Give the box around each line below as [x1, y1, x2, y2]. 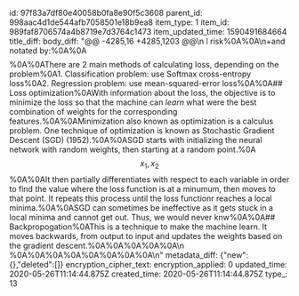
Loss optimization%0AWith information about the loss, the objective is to [9, 88, 276, 98]
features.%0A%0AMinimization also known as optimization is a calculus [9, 116, 274, 126]
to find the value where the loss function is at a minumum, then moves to [9, 183, 276, 194]
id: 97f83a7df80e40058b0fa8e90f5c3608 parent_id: [9, 8, 203, 18]
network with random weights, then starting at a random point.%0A [9, 144, 256, 155]
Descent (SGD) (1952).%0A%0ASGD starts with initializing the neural [9, 135, 263, 145]
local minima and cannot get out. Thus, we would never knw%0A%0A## [9, 212, 276, 222]
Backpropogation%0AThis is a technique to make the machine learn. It [9, 221, 268, 232]
